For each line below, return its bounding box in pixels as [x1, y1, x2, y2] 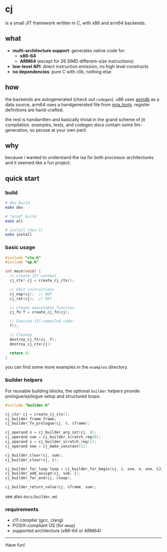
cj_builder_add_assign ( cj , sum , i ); [5, 471, 81, 476]
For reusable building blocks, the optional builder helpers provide [5, 388, 140, 394]
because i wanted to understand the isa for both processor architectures [5, 155, 154, 160]
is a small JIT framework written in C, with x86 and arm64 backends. [5, 20, 146, 26]
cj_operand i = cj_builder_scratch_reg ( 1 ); [5, 439, 97, 444]
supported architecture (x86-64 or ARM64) [12, 528, 101, 534]
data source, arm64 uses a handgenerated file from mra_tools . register [5, 101, 150, 107]
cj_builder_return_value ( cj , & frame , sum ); [5, 484, 97, 490]
